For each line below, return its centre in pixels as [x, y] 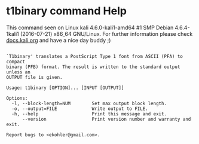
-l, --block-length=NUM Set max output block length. [89, 103]
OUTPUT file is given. [34, 77]
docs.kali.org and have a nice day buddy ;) [59, 40]
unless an [19, 72]
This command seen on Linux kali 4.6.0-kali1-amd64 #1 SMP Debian [90, 27]
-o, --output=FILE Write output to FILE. [80, 109]
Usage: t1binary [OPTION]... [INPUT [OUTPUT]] [65, 88]
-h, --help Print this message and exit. [89, 114]
